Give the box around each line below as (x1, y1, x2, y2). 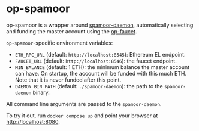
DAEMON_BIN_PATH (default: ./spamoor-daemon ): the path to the (14, 82, 163, 89)
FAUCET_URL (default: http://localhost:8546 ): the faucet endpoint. (14, 57, 177, 64)
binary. (32, 89, 50, 96)
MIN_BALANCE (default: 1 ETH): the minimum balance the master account (14, 63, 190, 70)
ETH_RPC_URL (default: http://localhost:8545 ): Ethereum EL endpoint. (14, 51, 186, 58)
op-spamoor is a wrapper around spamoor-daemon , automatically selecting (6, 21, 194, 29)
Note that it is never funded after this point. (14, 76, 122, 83)
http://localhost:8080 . (6, 118, 60, 125)
